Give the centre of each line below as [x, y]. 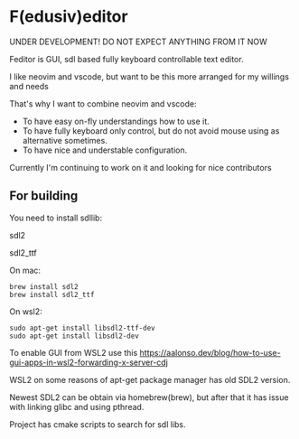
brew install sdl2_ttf [52, 294]
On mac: [25, 270]
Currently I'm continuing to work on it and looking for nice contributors [141, 167]
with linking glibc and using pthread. [77, 406]
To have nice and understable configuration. [105, 150]
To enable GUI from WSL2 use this [74, 352]
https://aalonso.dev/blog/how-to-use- [210, 352]
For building [44, 196]
